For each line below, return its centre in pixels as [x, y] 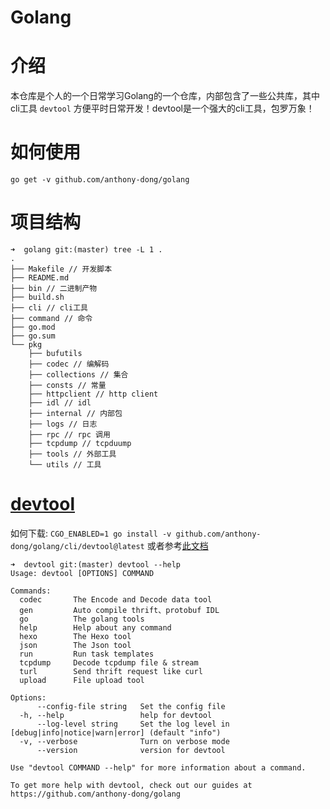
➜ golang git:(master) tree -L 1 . [86, 250]
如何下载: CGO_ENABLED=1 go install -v [91, 533]
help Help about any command [95, 627]
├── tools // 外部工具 [72, 454]
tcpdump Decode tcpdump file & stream [109, 662]
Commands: [31, 591]
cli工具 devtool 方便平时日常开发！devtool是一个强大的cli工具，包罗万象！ [162, 108]
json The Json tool [75, 645]
